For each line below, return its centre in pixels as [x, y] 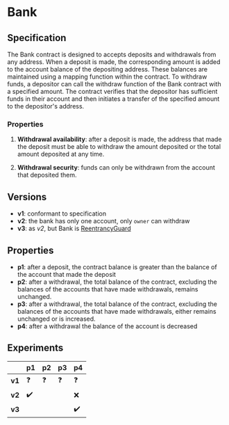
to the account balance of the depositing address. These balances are [108, 69]
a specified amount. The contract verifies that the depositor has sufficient [112, 91]
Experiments [35, 348]
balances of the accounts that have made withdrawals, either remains [117, 311]
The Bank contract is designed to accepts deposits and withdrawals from [112, 54]
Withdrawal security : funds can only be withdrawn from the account [116, 168]
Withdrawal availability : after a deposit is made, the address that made [119, 139]
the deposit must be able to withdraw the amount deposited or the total [119, 147]
